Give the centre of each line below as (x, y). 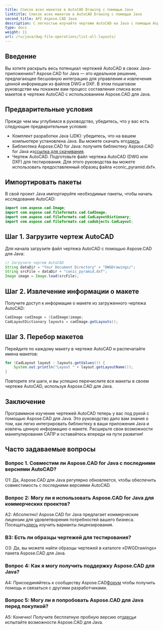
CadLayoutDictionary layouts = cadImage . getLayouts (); (62, 322)
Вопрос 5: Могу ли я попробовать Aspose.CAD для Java (74, 600)
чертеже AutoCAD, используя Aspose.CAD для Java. (59, 386)
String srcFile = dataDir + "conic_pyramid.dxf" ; (56, 272)
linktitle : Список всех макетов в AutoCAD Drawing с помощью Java (73, 14)
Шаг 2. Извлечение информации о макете (72, 291)
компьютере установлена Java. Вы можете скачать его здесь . (76, 141)
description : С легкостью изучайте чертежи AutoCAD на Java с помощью (78, 23)
